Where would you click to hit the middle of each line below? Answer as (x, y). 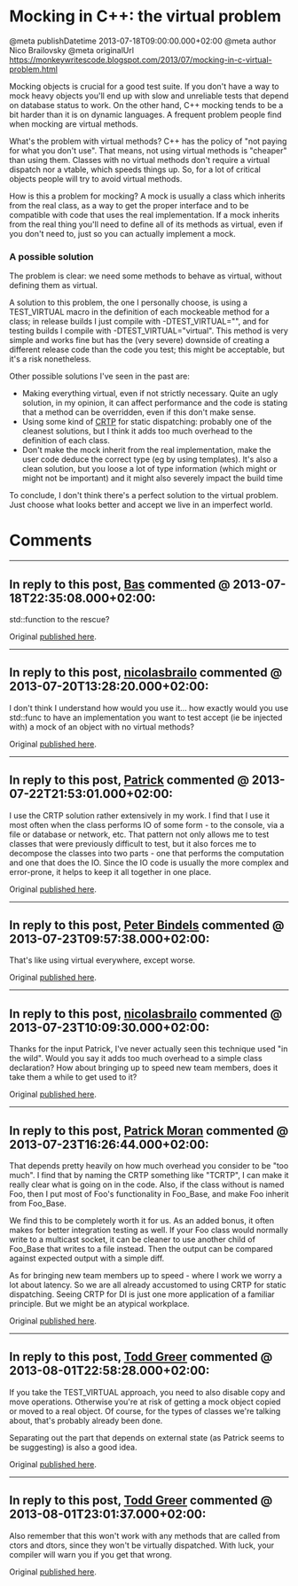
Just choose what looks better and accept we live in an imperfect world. (141, 505)
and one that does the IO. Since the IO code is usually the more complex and (149, 863)
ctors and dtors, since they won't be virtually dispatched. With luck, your (142, 1545)
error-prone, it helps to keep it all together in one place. (110, 871)
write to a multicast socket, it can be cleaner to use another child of (132, 1239)
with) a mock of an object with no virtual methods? (102, 727)
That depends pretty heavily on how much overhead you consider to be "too (149, 1166)
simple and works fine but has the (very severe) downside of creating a (140, 340)
